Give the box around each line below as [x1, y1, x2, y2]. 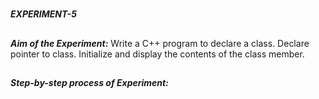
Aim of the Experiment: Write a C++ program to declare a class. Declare [10, 37, 310, 49]
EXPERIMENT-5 [10, 8, 77, 20]
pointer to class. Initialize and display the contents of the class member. [10, 48, 305, 60]
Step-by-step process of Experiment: [10, 76, 169, 88]
